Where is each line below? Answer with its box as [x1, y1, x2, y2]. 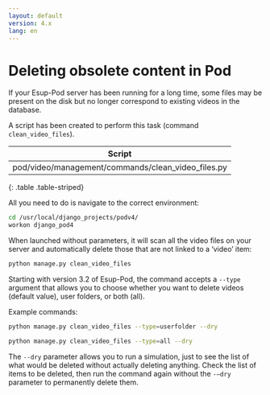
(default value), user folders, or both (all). [8, 291, 145, 301]
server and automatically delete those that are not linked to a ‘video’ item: [8, 245, 252, 254]
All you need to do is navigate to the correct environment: [8, 198, 200, 208]
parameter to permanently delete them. [8, 377, 139, 387]
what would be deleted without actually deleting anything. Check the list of [8, 360, 256, 370]
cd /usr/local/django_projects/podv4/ [8, 214, 139, 222]
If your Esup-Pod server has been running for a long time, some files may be [8, 88, 263, 97]
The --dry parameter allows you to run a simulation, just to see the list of [8, 352, 250, 361]
